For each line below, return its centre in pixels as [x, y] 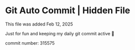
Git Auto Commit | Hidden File [68, 11]
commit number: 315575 [30, 43]
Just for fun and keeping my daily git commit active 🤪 [60, 33]
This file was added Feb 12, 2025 [39, 24]
